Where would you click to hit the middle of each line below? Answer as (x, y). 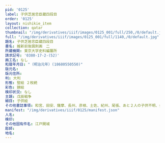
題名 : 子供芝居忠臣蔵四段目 (29, 42)
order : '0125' (20, 19)
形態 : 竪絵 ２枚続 (21, 83)
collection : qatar (24, 28)
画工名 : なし (16, 60)
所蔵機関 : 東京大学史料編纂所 (31, 51)
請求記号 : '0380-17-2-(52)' (32, 55)
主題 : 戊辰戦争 (18, 96)
